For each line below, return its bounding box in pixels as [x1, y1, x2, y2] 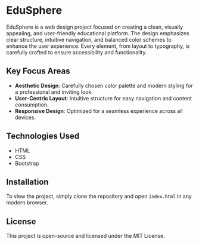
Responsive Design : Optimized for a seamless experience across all [14, 107, 183, 114]
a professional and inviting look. [14, 88, 94, 96]
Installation [6, 177, 49, 187]
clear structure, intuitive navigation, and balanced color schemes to [6, 36, 172, 43]
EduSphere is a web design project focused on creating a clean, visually [6, 23, 184, 30]
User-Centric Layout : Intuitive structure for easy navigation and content [14, 94, 192, 102]
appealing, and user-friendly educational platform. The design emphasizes [6, 29, 189, 36]
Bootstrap [14, 160, 39, 167]
